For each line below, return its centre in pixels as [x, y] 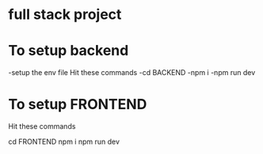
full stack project [65, 15]
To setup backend [69, 51]
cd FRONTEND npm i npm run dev [64, 142]
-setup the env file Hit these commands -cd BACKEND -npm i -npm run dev [132, 73]
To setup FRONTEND [78, 105]
